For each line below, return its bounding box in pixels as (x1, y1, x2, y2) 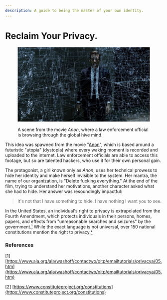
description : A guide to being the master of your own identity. (5, 8, 144, 13)
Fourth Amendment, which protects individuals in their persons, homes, (5, 213, 152, 219)
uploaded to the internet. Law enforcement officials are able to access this (5, 152, 158, 158)
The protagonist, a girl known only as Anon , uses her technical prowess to (5, 167, 158, 173)
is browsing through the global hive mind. (17, 132, 103, 138)
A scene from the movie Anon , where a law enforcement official (17, 126, 149, 132)
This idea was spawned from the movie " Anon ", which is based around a (5, 141, 154, 147)
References (5, 241, 34, 248)
